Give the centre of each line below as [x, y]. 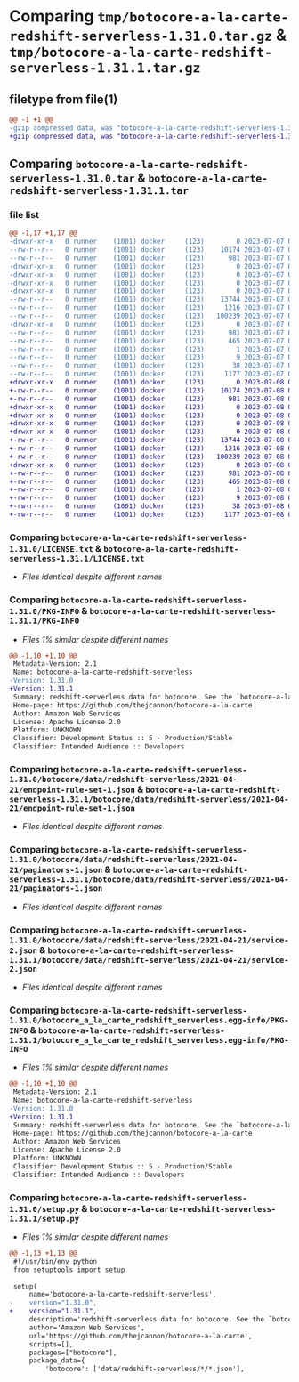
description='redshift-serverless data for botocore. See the [147, 1320]
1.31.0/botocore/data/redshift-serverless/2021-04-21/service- [149, 940]
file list [24, 214]
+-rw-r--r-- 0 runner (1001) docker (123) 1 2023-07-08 [147, 490]
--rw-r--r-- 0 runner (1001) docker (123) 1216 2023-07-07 [147, 308]
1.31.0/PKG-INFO [44, 612]
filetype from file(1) [64, 99]
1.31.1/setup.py [44, 1218]
